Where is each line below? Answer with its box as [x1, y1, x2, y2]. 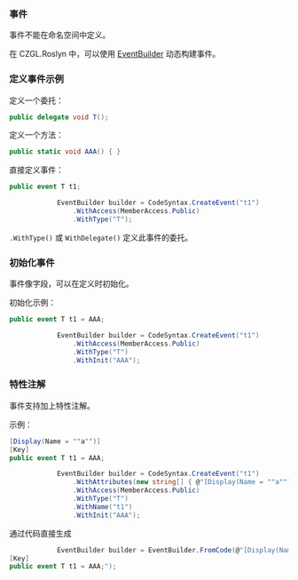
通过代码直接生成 [9, 528, 72, 538]
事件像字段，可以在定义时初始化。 [9, 278, 134, 290]
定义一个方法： [9, 130, 64, 140]
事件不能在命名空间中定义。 [9, 29, 111, 41]
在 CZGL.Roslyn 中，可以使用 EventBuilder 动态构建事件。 [9, 49, 221, 60]
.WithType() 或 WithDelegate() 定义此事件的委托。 [9, 232, 193, 242]
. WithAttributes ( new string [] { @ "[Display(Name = [72, 478, 264, 487]
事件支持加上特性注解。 [9, 400, 95, 410]
